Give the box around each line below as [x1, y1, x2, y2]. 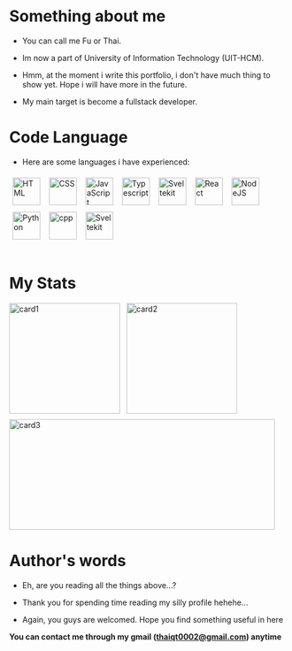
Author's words [9, 551, 127, 571]
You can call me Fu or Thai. [21, 35, 122, 46]
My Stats [9, 273, 77, 294]
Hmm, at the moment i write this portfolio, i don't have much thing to [21, 69, 272, 80]
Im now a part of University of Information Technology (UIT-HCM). [21, 52, 265, 63]
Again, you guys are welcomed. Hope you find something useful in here [21, 614, 284, 624]
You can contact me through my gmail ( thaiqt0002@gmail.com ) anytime [9, 631, 282, 642]
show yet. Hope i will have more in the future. [21, 79, 188, 89]
